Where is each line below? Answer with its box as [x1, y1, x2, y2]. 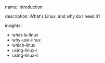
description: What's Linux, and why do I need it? [5, 13, 101, 19]
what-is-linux [12, 32, 39, 38]
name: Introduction [5, 4, 43, 10]
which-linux [12, 42, 36, 48]
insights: [5, 23, 22, 28]
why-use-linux [12, 37, 41, 43]
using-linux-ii [12, 52, 39, 58]
